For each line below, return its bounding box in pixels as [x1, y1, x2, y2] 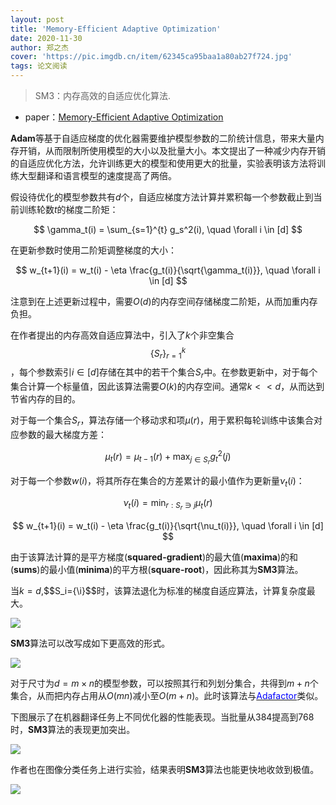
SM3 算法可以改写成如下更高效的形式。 [10, 637, 171, 649]
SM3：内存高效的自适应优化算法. [34, 90, 172, 101]
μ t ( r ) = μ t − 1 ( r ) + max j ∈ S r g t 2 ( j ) [104, 449, 232, 466]
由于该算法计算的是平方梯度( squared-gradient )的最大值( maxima [10, 551, 278, 563]
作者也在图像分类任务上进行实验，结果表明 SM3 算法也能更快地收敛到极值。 [10, 763, 320, 775]
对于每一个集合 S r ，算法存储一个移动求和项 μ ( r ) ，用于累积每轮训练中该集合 [10, 414, 315, 429]
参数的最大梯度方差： [18, 429, 107, 441]
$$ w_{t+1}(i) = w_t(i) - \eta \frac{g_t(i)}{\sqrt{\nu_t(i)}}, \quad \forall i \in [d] [12, 519, 324, 531]
